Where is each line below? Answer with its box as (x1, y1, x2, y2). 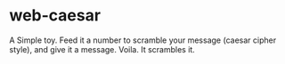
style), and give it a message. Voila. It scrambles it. (9, 44, 196, 54)
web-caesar (9, 5, 101, 26)
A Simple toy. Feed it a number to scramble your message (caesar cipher (9, 35, 277, 45)
